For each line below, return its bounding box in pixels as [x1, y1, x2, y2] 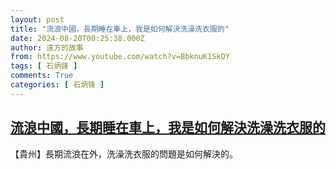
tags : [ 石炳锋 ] [10, 61, 78, 71]
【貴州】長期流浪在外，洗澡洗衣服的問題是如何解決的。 [10, 147, 238, 160]
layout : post [10, 14, 65, 25]
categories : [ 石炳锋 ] [10, 80, 105, 90]
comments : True [10, 71, 74, 81]
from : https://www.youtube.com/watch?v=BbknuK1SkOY [10, 52, 230, 62]
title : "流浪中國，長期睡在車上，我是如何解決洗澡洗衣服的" [10, 24, 230, 34]
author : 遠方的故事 [10, 42, 84, 53]
